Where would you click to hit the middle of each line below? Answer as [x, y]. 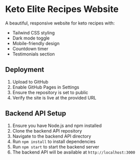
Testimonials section [33, 54]
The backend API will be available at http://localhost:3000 [74, 152]
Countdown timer [30, 48]
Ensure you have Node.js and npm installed [57, 125]
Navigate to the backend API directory [52, 136]
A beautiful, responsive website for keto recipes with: [60, 23]
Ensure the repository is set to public [50, 92]
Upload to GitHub [30, 81]
